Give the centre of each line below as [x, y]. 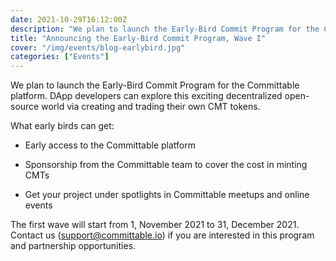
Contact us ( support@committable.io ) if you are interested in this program [162, 235]
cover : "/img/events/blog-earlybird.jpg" [98, 47]
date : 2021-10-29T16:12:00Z [69, 19]
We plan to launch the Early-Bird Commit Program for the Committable [155, 85]
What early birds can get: [62, 126]
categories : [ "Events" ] [60, 57]
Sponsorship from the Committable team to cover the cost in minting [166, 165]
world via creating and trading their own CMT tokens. [151, 107]
